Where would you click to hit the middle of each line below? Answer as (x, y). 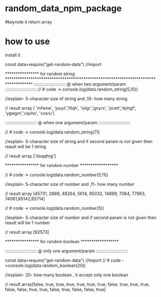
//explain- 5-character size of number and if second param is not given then (81, 217)
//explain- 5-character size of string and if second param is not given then (79, 141)
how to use (28, 41)
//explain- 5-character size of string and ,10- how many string (66, 99)
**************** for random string (40, 74)
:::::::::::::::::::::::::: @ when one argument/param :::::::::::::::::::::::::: (68, 122)
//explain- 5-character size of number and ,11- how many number (70, 184)
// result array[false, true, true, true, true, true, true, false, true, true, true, (77, 284)
